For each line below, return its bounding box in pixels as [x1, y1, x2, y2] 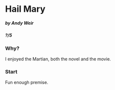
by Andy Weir [5, 20, 34, 26]
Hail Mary [5, 3, 46, 15]
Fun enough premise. [5, 80, 48, 86]
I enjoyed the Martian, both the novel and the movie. [5, 56, 111, 62]
